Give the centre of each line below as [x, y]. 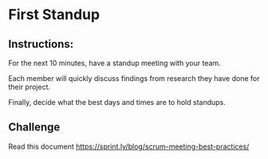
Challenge [34, 128]
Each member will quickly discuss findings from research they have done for [134, 78]
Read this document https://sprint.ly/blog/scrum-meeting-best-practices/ [129, 146]
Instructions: [41, 44]
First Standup [54, 15]
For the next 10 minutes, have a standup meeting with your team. [114, 63]
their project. [29, 87]
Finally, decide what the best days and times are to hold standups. [117, 102]
